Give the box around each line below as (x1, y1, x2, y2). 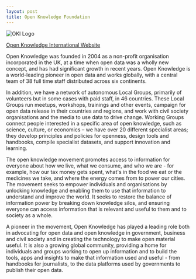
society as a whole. (6, 211, 53, 219)
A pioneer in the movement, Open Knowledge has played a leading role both (6, 223, 190, 230)
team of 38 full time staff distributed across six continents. (6, 77, 147, 85)
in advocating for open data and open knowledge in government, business (6, 229, 185, 236)
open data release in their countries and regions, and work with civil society (6, 107, 189, 114)
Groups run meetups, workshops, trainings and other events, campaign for (6, 101, 186, 108)
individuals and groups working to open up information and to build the (6, 247, 177, 254)
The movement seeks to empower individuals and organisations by (6, 180, 167, 187)
